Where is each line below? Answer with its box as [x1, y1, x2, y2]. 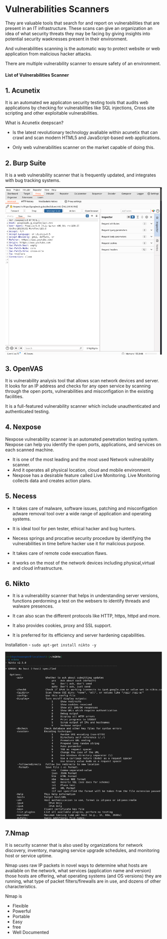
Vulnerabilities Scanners [5, 3, 109, 15]
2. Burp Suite [5, 158, 46, 167]
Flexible [12, 903, 29, 909]
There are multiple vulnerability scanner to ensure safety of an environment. [5, 60, 161, 66]
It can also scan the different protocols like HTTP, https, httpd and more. [12, 613, 161, 619]
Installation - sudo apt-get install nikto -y [5, 642, 97, 648]
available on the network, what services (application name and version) [5, 868, 152, 874]
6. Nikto [5, 580, 30, 588]
